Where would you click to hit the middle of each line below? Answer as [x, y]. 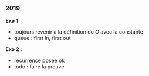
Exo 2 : [14, 49]
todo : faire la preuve [39, 67]
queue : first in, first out [42, 38]
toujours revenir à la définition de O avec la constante [78, 32]
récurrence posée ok [39, 61]
